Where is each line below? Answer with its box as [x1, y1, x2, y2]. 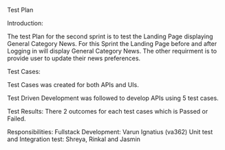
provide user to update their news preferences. [7, 54, 141, 62]
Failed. [7, 114, 26, 123]
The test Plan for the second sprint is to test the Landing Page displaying [7, 32, 213, 40]
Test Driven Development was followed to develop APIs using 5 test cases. [7, 94, 219, 102]
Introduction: [7, 19, 43, 27]
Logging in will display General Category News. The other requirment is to [7, 47, 217, 55]
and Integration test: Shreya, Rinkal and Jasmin [7, 135, 141, 143]
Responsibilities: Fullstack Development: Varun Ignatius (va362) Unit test [7, 128, 213, 136]
